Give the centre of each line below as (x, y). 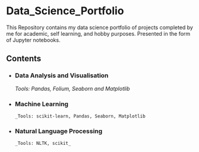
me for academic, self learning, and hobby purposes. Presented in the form (98, 33)
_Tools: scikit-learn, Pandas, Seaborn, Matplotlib (80, 116)
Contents (24, 58)
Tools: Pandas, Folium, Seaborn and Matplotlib (72, 88)
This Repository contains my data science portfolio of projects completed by (99, 27)
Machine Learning (42, 104)
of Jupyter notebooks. (33, 40)
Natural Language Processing (59, 131)
